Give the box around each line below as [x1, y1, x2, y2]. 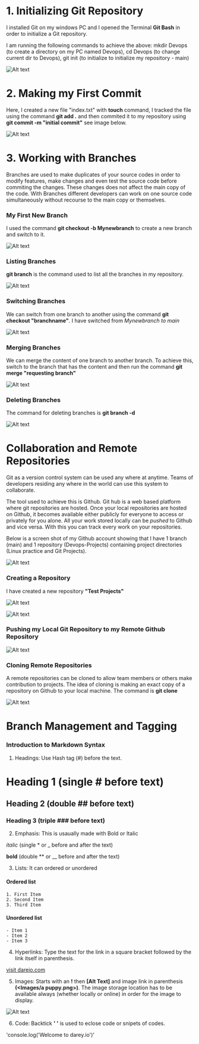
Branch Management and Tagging [6, 719, 177, 733]
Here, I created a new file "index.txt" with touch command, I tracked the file [6, 106, 191, 114]
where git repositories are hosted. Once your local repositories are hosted [6, 504, 187, 512]
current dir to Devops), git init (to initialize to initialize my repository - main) [6, 54, 189, 61]
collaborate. [6, 486, 36, 494]
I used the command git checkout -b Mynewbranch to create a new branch [6, 225, 192, 232]
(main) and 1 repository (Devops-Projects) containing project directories [6, 541, 182, 548]
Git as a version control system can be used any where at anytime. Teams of [6, 474, 194, 481]
